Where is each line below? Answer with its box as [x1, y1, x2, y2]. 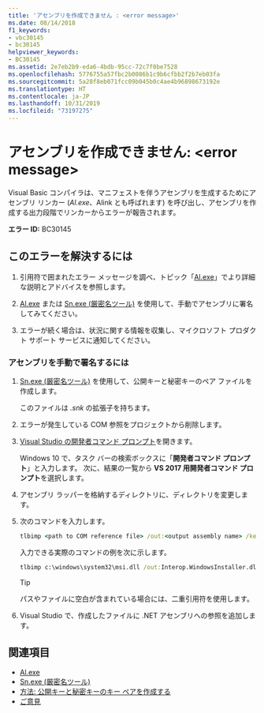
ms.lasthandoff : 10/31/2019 [8, 99, 101, 107]
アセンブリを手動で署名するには [8, 357, 129, 368]
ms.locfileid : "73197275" [8, 107, 93, 115]
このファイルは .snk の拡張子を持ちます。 [19, 403, 154, 413]
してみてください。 [19, 309, 82, 318]
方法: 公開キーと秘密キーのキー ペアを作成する [19, 686, 171, 696]
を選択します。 [40, 473, 88, 482]
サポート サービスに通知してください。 [28, 335, 155, 344]
